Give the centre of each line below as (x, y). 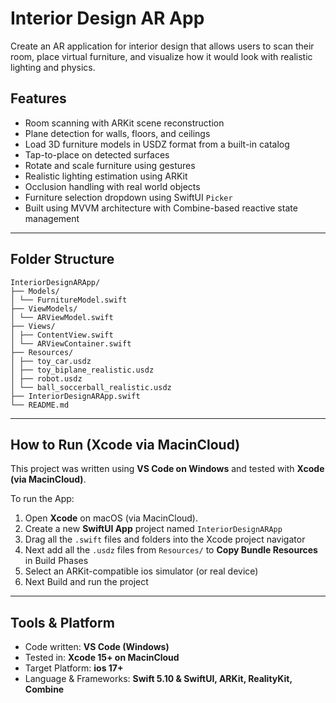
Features (38, 98)
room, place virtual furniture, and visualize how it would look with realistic (161, 56)
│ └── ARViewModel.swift (62, 317)
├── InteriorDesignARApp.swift (75, 396)
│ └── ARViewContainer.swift (71, 343)
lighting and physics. (53, 67)
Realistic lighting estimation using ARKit (106, 176)
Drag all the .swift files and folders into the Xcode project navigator (165, 539)
